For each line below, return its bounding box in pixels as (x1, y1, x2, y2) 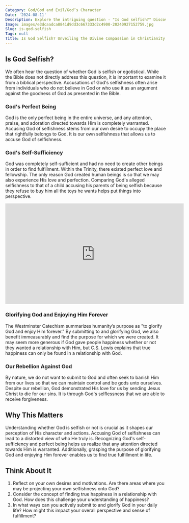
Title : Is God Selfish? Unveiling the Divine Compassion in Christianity (5, 36, 166, 41)
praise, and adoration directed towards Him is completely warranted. (5, 120, 149, 126)
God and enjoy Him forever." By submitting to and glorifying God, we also (5, 328, 159, 334)
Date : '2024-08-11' (5, 12, 47, 17)
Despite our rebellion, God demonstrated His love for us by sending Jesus (5, 385, 160, 391)
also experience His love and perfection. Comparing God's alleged (5, 177, 145, 183)
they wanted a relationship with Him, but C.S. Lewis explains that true (5, 345, 151, 351)
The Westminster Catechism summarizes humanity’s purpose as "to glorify (5, 323, 163, 329)
